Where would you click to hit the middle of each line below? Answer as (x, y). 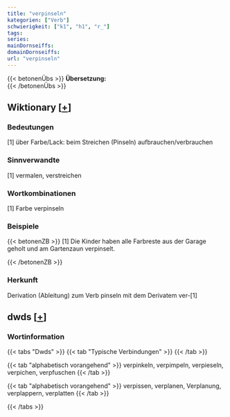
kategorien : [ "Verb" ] (38, 20)
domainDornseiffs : (34, 53)
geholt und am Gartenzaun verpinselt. (61, 249)
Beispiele (23, 226)
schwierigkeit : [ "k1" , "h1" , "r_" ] (59, 26)
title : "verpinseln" (37, 14)
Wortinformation (36, 337)
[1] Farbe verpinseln (36, 208)
